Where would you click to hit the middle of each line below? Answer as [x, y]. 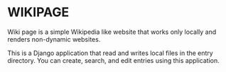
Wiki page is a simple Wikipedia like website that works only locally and [112, 32]
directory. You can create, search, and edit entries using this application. [114, 60]
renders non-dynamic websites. [54, 39]
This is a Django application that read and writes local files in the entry [110, 53]
